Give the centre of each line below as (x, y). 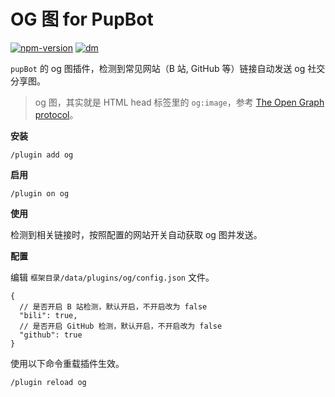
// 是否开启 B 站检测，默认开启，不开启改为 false (113, 306)
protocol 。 (56, 114)
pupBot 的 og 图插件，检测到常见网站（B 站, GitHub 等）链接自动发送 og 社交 (168, 68)
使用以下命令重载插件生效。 (67, 363)
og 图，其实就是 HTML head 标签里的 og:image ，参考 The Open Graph (179, 102)
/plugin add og (42, 155)
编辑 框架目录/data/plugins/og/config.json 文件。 (112, 277)
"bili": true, (48, 315)
